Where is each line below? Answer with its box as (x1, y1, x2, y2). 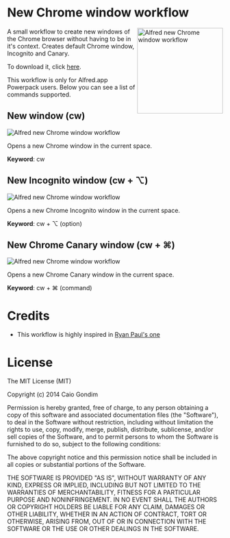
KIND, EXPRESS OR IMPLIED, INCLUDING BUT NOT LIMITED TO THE (7, 481, 201, 489)
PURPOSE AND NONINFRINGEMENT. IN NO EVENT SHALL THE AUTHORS (7, 496, 218, 504)
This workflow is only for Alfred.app (7, 75, 108, 84)
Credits (7, 308, 50, 323)
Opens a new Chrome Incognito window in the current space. (7, 206, 180, 214)
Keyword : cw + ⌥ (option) (7, 219, 82, 227)
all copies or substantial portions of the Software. (7, 461, 146, 469)
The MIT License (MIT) (7, 377, 72, 385)
